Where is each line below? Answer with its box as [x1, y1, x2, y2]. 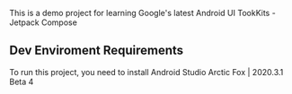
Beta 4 [9, 76, 34, 87]
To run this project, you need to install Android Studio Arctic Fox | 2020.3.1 [9, 66, 284, 77]
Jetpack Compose [9, 17, 78, 28]
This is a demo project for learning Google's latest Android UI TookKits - [9, 8, 276, 18]
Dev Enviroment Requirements [9, 43, 184, 58]
